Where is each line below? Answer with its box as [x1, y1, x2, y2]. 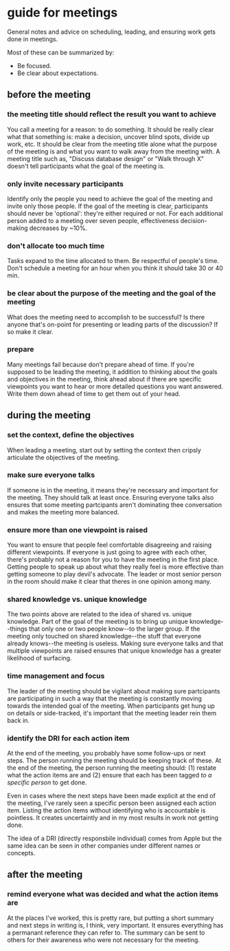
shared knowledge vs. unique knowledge [7, 594, 148, 604]
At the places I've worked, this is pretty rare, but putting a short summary [7, 914, 214, 922]
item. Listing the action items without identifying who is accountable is [7, 806, 206, 814]
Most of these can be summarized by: [7, 48, 115, 56]
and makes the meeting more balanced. [7, 508, 119, 516]
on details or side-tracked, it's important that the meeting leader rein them [7, 709, 217, 717]
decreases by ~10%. [29, 224, 88, 232]
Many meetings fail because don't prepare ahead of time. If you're [7, 360, 194, 368]
